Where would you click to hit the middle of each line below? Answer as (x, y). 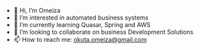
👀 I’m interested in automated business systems (81, 18)
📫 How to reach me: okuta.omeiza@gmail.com (80, 40)
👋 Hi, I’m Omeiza (37, 10)
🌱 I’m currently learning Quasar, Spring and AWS (82, 25)
